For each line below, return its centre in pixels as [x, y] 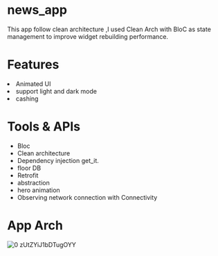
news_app [37, 10]
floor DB [29, 168]
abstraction [33, 182]
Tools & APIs [44, 127]
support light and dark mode [56, 91]
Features [33, 65]
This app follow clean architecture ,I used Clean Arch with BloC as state [109, 29]
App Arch [35, 225]
